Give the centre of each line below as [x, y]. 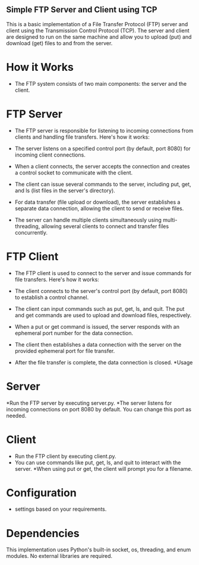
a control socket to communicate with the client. [74, 173]
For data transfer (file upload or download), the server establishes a [97, 202]
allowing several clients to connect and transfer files [105, 226]
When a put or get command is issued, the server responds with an [97, 326]
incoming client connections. [50, 155]
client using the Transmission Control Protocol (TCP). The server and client [98, 30]
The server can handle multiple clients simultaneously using [88, 220]
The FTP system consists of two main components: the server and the [101, 83]
